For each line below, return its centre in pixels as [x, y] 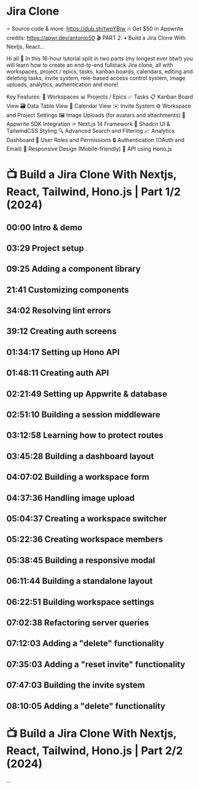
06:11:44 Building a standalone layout [80, 581]
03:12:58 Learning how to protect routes [85, 436]
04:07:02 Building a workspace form [78, 477]
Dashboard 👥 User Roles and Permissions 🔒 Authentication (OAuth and [96, 140]
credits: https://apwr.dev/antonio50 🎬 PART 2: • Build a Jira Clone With [96, 37]
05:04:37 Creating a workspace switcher [87, 518]
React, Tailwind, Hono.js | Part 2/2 [95, 750]
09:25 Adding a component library [73, 269]
